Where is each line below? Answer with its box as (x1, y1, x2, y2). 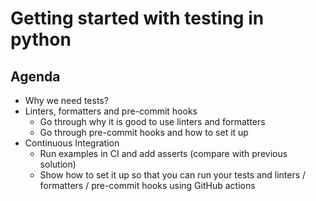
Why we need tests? (24, 95, 109, 106)
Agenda (10, 68, 61, 85)
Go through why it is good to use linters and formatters (39, 116, 266, 127)
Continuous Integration (24, 137, 120, 149)
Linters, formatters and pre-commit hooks (24, 105, 198, 117)
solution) (39, 158, 77, 170)
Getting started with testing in (10, 7, 265, 30)
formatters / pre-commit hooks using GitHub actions (39, 180, 256, 191)
